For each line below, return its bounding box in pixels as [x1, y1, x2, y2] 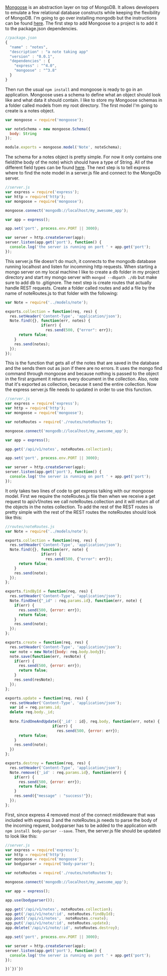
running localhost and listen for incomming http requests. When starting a [5, 263, 157, 269]
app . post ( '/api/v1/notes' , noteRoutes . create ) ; [5, 916, 108, 921]
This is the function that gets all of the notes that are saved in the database [5, 360, 159, 366]
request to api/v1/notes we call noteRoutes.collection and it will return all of [5, 498, 160, 504]
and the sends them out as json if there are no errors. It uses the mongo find [5, 365, 162, 371]
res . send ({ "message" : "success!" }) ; [14, 793, 93, 798]
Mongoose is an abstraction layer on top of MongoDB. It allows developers [5, 5, 159, 10]
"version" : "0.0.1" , [9, 54, 55, 59]
